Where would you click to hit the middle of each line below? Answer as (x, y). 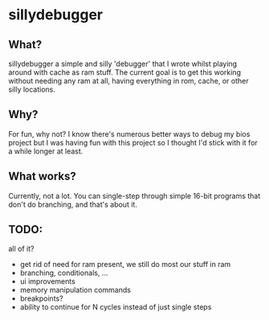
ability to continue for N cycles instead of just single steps (116, 307)
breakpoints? (41, 298)
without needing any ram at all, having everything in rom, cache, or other (128, 81)
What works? (42, 176)
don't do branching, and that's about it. (73, 204)
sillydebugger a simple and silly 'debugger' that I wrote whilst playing (123, 64)
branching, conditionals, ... (64, 273)
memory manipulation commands (75, 290)
